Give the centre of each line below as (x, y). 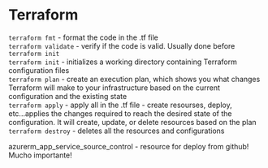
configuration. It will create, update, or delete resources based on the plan (133, 122)
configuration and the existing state (68, 96)
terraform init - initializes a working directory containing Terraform (123, 62)
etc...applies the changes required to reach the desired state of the (120, 113)
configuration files (39, 70)
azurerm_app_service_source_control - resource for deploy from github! (129, 146)
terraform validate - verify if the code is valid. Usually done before (122, 45)
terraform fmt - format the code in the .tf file (83, 37)
